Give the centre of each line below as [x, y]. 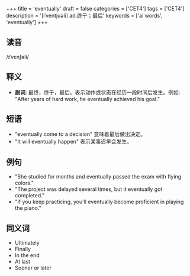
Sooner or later [33, 268]
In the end [27, 255]
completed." [30, 196]
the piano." [28, 208]
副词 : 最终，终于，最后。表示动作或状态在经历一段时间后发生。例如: [97, 92]
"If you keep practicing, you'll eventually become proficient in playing [99, 202]
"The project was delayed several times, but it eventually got [88, 189]
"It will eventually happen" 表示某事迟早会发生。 [73, 142]
